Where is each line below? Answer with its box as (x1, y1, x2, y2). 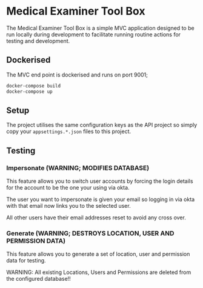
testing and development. (6, 37, 70, 44)
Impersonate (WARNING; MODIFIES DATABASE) (6, 163, 150, 172)
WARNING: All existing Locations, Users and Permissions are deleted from (6, 269, 191, 276)
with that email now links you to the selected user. (6, 202, 131, 209)
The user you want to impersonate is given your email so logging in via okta (6, 196, 195, 203)
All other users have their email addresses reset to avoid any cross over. (6, 214, 186, 221)
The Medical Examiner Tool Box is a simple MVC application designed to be (6, 24, 195, 32)
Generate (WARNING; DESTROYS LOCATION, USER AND (6, 229, 175, 238)
